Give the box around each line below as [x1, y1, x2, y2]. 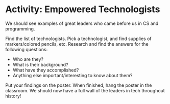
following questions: [5, 46, 48, 52]
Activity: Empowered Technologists [5, 4, 160, 15]
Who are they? [12, 56, 43, 62]
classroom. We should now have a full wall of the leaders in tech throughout [5, 87, 165, 93]
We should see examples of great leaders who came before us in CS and [5, 20, 159, 26]
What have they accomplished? [12, 67, 79, 73]
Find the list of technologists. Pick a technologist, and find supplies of [5, 36, 152, 42]
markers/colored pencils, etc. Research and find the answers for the [5, 41, 149, 47]
